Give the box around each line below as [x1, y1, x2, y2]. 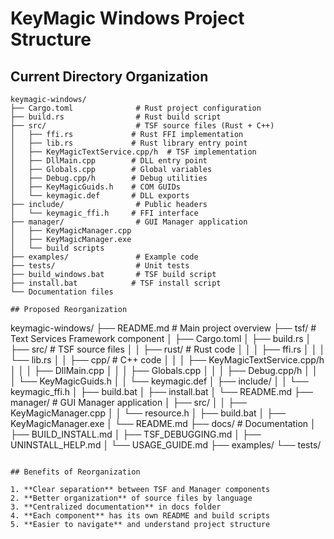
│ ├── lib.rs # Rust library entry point [10, 138, 248, 148]
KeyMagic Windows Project [10, 7, 245, 30]
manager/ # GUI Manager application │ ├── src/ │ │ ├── [10, 397, 248, 408]
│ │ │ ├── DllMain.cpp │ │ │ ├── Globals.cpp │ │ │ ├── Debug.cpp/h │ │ [10, 365, 318, 376]
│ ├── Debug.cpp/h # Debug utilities [10, 173, 208, 183]
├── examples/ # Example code [10, 252, 199, 262]
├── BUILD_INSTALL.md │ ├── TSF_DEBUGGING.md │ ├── [10, 428, 262, 440]
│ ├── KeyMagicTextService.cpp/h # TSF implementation [10, 147, 257, 157]
